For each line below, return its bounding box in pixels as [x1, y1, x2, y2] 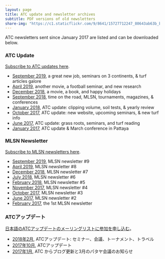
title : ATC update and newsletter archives [5, 12, 96, 17]
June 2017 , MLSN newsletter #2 [12, 195, 77, 201]
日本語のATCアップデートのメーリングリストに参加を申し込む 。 [5, 225, 134, 232]
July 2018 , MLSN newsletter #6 [12, 174, 76, 180]
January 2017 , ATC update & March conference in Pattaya [12, 125, 129, 131]
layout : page [5, 7, 32, 12]
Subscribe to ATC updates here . [5, 63, 70, 69]
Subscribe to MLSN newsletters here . [5, 148, 81, 154]
